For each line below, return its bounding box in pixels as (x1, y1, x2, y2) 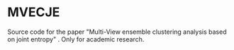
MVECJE (7, 4, 60, 20)
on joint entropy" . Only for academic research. (7, 35, 145, 43)
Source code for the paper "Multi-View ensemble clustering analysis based (7, 27, 227, 36)
